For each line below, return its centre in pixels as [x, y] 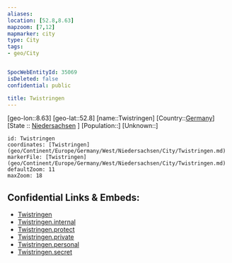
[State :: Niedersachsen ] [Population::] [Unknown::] [83, 126]
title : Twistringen [36, 98]
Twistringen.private [46, 237]
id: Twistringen [31, 139]
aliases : [20, 14]
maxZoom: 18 [25, 176]
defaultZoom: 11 [31, 170]
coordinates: [27, 145]
